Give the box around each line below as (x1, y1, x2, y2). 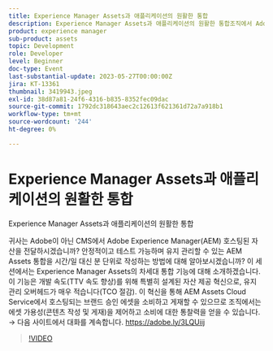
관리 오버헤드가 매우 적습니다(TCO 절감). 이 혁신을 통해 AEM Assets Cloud (8, 286, 246, 297)
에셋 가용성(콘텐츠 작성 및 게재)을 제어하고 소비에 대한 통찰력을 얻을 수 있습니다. (8, 306, 261, 317)
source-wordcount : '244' (8, 118, 93, 126)
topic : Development (8, 42, 75, 50)
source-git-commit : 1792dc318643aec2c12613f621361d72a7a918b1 (8, 102, 223, 110)
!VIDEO (28, 333, 53, 343)
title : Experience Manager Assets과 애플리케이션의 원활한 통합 (8, 11, 209, 20)
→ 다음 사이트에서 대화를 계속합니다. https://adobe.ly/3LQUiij (8, 317, 206, 327)
